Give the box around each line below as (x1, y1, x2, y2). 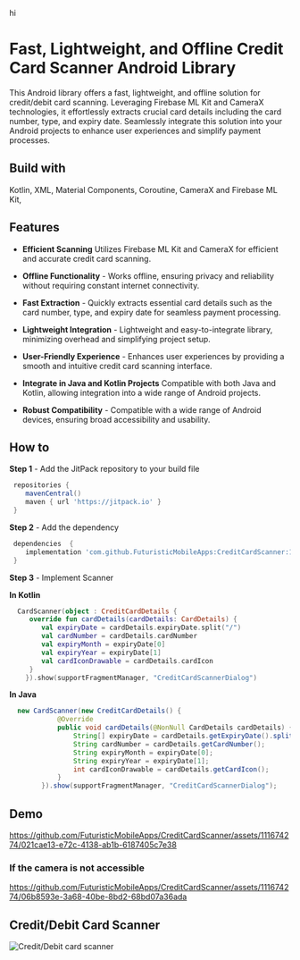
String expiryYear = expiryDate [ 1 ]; (72, 756, 210, 765)
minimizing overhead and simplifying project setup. (21, 333, 212, 344)
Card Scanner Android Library (9, 58, 237, 79)
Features (9, 220, 60, 235)
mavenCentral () (25, 489, 82, 499)
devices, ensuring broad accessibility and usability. (21, 414, 211, 425)
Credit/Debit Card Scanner (9, 917, 161, 932)
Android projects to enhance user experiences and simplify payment (9, 125, 262, 136)
